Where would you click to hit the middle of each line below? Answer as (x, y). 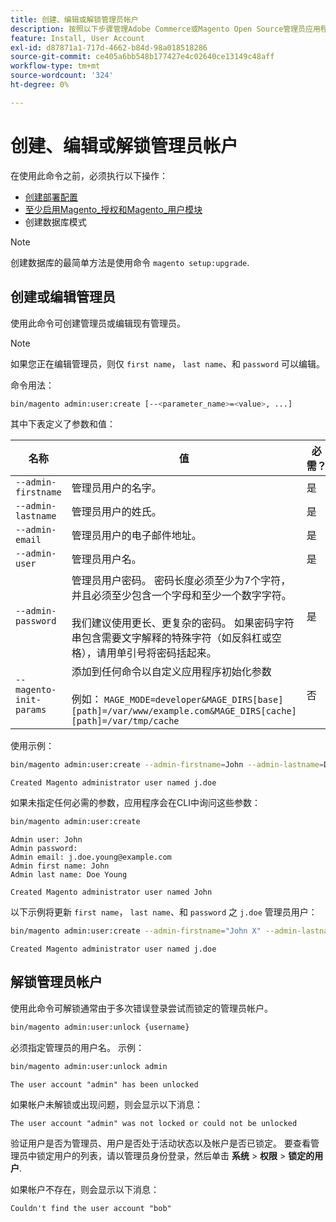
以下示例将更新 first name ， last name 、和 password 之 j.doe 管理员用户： (164, 912)
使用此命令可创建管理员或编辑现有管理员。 (98, 323)
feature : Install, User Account (77, 38)
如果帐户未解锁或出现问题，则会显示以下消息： (106, 1104)
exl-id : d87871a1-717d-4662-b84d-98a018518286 (109, 47)
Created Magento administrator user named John (111, 892)
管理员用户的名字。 (116, 488)
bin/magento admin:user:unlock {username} (100, 1027)
